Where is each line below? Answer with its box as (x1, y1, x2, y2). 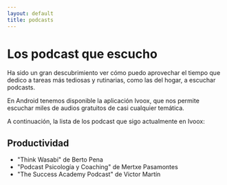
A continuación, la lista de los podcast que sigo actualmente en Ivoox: (7, 118, 205, 126)
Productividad (7, 137, 69, 149)
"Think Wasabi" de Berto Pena (17, 155, 103, 164)
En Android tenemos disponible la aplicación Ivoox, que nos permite (7, 97, 199, 105)
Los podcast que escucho (7, 46, 158, 62)
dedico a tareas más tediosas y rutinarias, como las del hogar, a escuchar (7, 76, 216, 85)
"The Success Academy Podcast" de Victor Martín (17, 170, 161, 179)
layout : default (7, 10, 54, 17)
